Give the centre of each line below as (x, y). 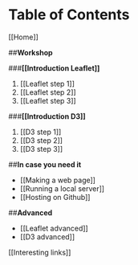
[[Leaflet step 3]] (48, 100)
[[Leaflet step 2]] (48, 92)
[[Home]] (23, 37)
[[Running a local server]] (62, 188)
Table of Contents (69, 15)
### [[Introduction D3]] (47, 116)
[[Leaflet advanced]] (54, 228)
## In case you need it (45, 164)
